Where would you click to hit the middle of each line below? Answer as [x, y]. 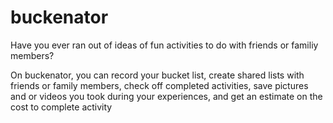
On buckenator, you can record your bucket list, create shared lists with [157, 75]
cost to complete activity [61, 107]
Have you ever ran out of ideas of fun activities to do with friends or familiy [164, 45]
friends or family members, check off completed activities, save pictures [159, 85]
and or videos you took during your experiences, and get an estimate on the [166, 96]
